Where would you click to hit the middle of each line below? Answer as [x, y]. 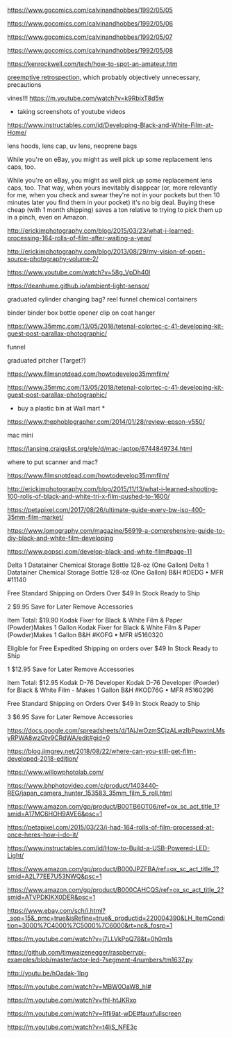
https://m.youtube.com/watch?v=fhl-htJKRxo [72, 1000]
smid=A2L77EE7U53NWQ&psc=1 [55, 876]
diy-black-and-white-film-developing [60, 538]
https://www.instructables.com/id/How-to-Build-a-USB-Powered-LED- [109, 848]
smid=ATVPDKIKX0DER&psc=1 [51, 897]
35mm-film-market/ [35, 517]
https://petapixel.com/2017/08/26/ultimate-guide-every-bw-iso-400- [107, 510]
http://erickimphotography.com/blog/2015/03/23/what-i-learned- [101, 231]
